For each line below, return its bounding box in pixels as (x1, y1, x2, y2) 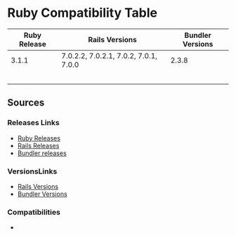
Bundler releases (17, 149, 67, 157)
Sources (7, 97, 45, 109)
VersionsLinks (7, 166, 58, 176)
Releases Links (7, 118, 60, 128)
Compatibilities (7, 207, 61, 217)
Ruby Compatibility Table (7, 5, 158, 21)
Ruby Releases (17, 133, 61, 142)
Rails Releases (17, 141, 60, 150)
